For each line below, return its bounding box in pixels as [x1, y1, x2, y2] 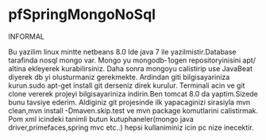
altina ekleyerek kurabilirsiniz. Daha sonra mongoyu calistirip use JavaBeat [8, 63, 253, 73]
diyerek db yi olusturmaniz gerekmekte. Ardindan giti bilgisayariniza [8, 72, 230, 81]
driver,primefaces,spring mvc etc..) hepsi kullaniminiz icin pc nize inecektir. [8, 123, 254, 132]
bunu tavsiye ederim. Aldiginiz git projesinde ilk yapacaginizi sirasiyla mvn [8, 97, 251, 107]
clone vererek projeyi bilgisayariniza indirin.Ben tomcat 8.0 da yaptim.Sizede [8, 89, 258, 98]
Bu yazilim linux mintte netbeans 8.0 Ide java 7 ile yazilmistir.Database [8, 47, 237, 56]
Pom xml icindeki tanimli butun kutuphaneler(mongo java [8, 114, 195, 123]
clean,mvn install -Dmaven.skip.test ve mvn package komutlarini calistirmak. [8, 105, 259, 115]
